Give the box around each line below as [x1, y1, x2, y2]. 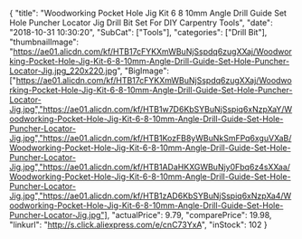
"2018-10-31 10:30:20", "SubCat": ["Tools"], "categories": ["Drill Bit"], [9, 27, 268, 37]
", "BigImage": [117, 65, 170, 76]
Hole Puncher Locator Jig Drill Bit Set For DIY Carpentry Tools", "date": [9, 17, 273, 28]
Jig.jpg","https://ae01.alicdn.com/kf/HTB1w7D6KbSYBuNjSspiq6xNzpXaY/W [9, 104, 293, 114]
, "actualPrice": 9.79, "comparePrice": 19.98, [107, 210, 272, 220]
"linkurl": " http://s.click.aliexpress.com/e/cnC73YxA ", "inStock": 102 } [9, 219, 269, 230]
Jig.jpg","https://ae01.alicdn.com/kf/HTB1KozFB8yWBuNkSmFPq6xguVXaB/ [9, 133, 292, 143]
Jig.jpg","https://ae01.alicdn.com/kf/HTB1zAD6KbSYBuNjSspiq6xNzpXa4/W [9, 190, 292, 201]
